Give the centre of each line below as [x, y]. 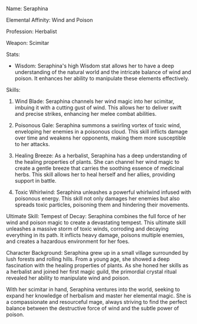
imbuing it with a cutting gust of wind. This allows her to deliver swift [98, 108]
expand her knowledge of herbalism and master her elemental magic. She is [99, 296]
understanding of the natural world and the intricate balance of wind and [103, 72]
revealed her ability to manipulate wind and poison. [68, 278]
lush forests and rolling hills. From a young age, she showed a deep [88, 259]
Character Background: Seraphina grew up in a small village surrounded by [97, 253]
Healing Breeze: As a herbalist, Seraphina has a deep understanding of [101, 155]
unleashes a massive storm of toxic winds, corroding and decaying [88, 229]
